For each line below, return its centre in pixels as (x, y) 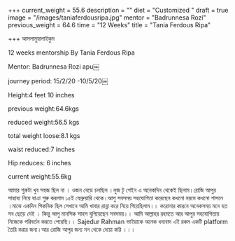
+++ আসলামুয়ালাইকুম (31, 39)
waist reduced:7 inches (42, 149)
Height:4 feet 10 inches (41, 95)
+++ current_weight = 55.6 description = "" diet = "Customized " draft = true (118, 10)
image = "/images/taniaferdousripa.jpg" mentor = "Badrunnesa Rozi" (107, 18)
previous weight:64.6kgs (43, 109)
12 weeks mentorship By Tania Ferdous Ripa (71, 53)
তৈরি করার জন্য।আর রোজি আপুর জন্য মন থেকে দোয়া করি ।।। (72, 229)
